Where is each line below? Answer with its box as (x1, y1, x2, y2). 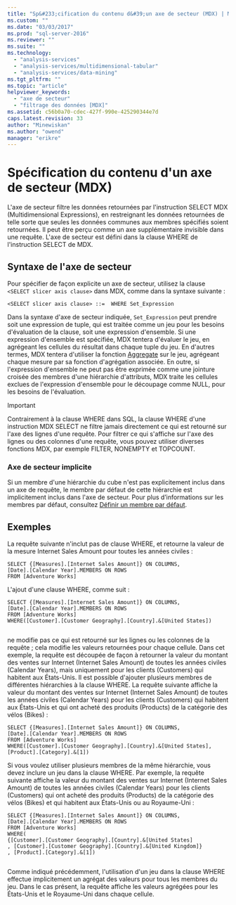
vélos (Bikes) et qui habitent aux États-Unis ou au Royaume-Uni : (7, 799, 195, 807)
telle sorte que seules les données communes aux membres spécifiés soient (7, 218, 229, 226)
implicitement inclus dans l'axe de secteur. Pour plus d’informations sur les (7, 493, 224, 501)
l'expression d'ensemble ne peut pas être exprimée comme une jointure (7, 365, 216, 373)
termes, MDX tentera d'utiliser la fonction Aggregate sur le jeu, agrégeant (7, 350, 220, 359)
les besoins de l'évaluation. (7, 387, 86, 396)
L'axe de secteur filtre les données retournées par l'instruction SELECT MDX (7, 203, 228, 212)
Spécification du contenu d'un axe (7, 165, 212, 181)
